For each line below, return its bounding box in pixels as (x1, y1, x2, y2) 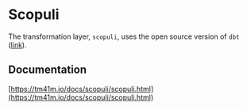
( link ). (8, 40, 27, 49)
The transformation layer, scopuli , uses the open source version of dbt (8, 32, 240, 41)
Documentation (8, 63, 87, 77)
